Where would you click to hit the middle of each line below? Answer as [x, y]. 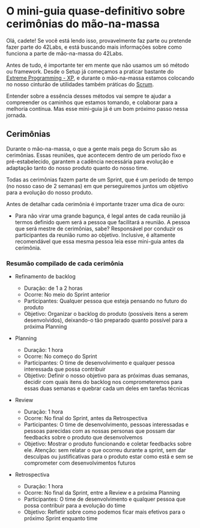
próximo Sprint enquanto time [61, 518]
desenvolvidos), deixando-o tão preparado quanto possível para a [106, 320]
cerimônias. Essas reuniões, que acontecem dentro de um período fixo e [96, 155]
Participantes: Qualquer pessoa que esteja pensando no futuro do [105, 301]
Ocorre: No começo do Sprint [60, 356]
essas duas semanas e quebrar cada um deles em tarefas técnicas [107, 388]
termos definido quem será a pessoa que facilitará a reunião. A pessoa [102, 222]
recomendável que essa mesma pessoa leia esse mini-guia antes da [99, 241]
